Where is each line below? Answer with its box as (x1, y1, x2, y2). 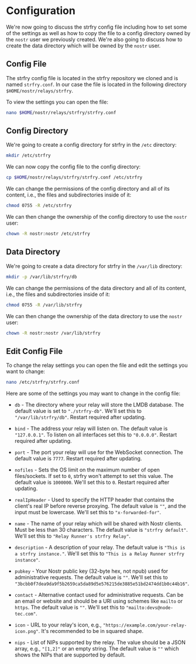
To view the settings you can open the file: (6, 98, 108, 105)
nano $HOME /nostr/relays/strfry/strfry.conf (6, 109, 116, 115)
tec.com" (14, 611, 36, 617)
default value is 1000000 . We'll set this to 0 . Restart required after (14, 479, 170, 486)
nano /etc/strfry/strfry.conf (6, 379, 80, 386)
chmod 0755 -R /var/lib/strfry (6, 302, 82, 308)
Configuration (6, 4, 76, 18)
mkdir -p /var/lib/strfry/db (6, 274, 77, 280)
